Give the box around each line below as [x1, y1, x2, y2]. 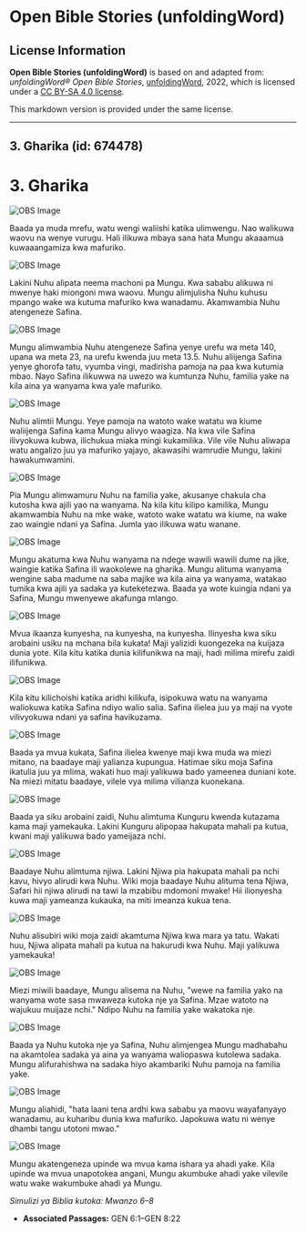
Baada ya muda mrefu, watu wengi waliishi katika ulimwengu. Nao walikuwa [9, 223, 294, 234]
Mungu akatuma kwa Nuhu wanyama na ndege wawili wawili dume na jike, [9, 554, 290, 566]
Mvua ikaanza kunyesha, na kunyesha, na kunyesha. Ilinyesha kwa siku [9, 628, 277, 639]
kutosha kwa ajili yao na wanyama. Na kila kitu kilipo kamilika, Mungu [9, 499, 269, 511]
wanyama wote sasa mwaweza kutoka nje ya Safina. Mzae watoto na [9, 994, 269, 1005]
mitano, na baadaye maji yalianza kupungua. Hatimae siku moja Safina [9, 757, 273, 768]
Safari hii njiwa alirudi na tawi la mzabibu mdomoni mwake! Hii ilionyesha [9, 885, 282, 896]
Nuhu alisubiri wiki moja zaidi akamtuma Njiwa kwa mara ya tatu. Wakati [9, 931, 280, 942]
